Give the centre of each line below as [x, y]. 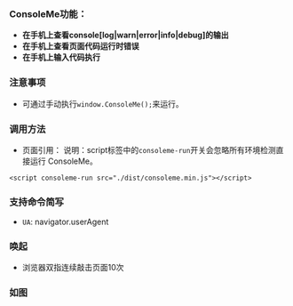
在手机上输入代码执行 [61, 57]
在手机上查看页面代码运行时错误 [80, 46]
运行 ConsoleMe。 [63, 161]
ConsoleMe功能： [48, 13]
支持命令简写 [37, 202]
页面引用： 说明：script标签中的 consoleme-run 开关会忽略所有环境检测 [149, 149]
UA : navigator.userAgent [65, 222]
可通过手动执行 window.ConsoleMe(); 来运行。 [103, 103]
